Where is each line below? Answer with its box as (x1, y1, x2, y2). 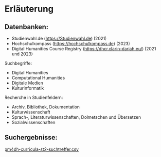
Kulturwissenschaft (11, 109, 51, 115)
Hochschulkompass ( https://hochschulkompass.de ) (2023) (11, 41, 130, 47)
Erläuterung (4, 3, 54, 15)
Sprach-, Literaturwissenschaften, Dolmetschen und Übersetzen (11, 114, 141, 120)
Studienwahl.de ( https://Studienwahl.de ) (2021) (11, 35, 107, 41)
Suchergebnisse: (4, 133, 58, 141)
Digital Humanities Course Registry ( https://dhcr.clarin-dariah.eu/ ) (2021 (11, 46, 156, 51)
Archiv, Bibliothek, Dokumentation (11, 104, 80, 110)
